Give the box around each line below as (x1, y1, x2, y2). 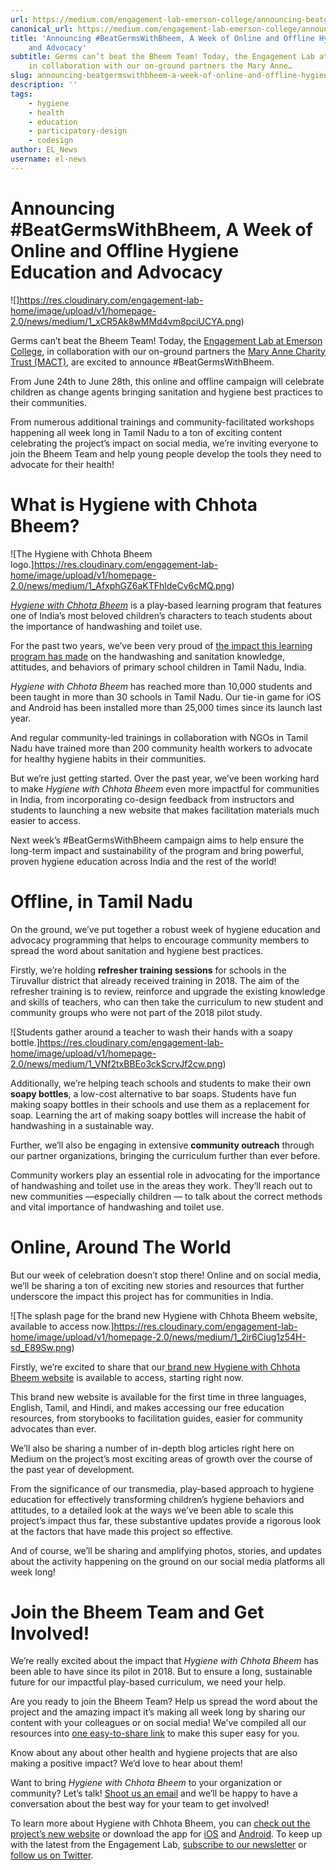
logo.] (10, 558, 35, 570)
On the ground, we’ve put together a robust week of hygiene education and (10, 923, 321, 935)
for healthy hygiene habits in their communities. (10, 752, 207, 765)
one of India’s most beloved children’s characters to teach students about (10, 609, 313, 621)
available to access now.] (10, 1320, 115, 1332)
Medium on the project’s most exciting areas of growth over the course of (10, 1452, 313, 1465)
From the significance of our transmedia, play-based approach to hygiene (10, 1482, 315, 1495)
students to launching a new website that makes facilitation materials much (10, 804, 320, 816)
